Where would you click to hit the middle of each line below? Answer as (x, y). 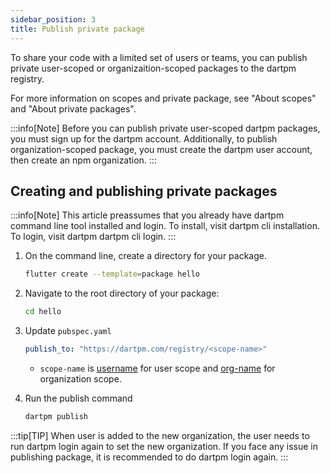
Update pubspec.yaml (68, 331)
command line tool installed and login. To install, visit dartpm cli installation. (165, 226)
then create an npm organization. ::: (83, 160)
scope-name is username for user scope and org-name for (157, 368)
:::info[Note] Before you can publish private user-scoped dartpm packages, (165, 128)
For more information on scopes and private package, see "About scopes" (163, 98)
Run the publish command (78, 398)
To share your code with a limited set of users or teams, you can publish (159, 57)
